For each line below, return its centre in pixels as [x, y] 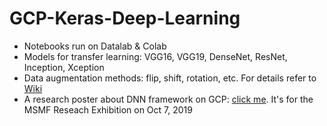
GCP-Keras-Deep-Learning [125, 18]
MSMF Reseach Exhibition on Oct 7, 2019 [108, 109]
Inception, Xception [64, 67]
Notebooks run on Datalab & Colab [95, 46]
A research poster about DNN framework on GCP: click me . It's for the [168, 99]
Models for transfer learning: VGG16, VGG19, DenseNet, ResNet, [155, 56]
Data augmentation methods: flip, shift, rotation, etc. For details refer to [170, 78]
